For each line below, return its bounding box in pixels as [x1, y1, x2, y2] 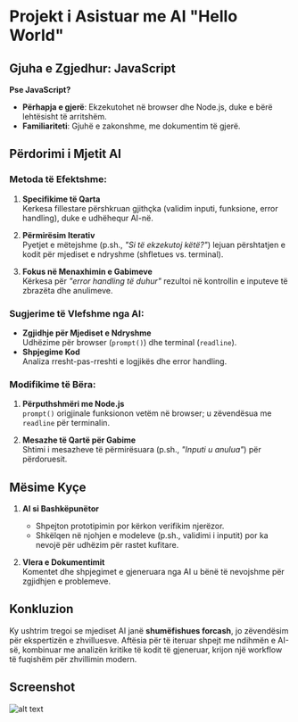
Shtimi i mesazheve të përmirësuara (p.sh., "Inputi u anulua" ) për [21, 444, 261, 455]
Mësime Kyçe [9, 479, 87, 494]
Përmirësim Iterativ [21, 229, 95, 240]
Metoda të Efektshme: [9, 173, 107, 186]
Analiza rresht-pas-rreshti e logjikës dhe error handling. [21, 355, 228, 367]
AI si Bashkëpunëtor [21, 503, 100, 514]
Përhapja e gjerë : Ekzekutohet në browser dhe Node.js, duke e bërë [21, 102, 273, 112]
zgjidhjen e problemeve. [21, 576, 112, 586]
